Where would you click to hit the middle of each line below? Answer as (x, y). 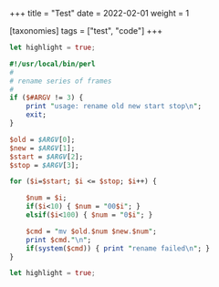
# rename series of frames (61, 81)
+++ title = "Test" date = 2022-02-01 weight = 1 (99, 13)
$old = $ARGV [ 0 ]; (42, 139)
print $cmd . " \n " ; (59, 240)
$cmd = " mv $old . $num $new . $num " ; (91, 231)
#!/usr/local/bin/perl (52, 64)
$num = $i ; (47, 198)
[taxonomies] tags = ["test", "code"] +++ (86, 31)
